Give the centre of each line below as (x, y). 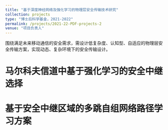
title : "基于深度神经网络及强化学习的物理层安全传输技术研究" (62, 10)
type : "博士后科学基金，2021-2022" (39, 19)
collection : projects (28, 14)
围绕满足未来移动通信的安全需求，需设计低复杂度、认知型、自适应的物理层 (82, 43)
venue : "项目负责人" (24, 28)
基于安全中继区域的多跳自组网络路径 (80, 108)
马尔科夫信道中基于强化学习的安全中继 (84, 71)
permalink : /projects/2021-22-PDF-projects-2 (53, 24)
